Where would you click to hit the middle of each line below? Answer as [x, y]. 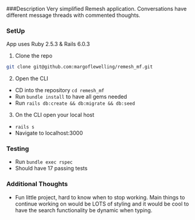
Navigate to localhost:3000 [49, 133]
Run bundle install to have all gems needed [71, 97]
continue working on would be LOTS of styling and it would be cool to [102, 204]
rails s [25, 127]
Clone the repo [34, 56]
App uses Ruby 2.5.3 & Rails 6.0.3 [48, 44]
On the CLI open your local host [55, 115]
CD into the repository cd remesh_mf [60, 90]
